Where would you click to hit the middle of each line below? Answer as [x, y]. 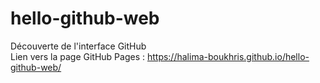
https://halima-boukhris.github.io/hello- [228, 56]
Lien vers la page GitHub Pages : [77, 56]
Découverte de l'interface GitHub [78, 46]
